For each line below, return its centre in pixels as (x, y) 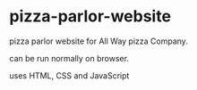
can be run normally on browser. (69, 58)
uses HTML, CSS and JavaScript (69, 75)
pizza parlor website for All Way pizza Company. (98, 41)
